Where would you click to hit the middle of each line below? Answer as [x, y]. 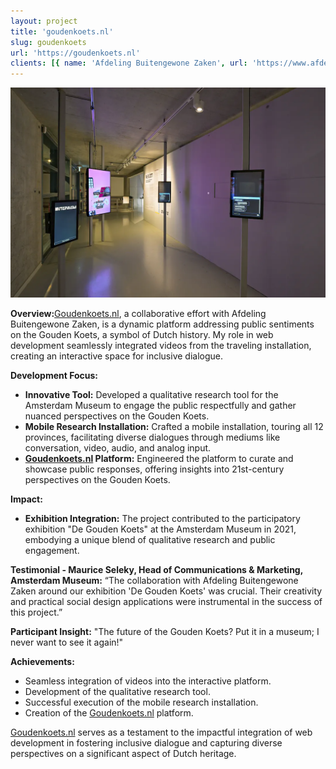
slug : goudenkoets [48, 42]
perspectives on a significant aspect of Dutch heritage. [123, 753]
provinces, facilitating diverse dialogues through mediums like [152, 437]
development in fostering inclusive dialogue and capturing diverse [146, 742]
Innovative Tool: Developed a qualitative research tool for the [151, 394]
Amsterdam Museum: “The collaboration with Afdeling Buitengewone [154, 580]
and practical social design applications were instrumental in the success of [166, 601]
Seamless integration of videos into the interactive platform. [148, 681]
